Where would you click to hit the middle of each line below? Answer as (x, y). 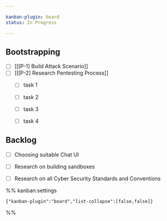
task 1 (30, 85)
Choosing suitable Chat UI (46, 154)
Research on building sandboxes (54, 166)
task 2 (31, 97)
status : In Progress (31, 22)
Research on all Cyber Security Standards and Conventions (87, 178)
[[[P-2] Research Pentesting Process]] (61, 73)
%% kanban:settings (31, 190)
